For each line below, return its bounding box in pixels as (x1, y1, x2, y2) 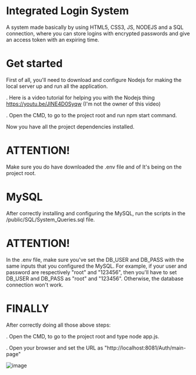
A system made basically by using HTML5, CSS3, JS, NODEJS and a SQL (6, 24, 184, 31)
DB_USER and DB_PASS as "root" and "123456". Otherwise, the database (6, 275, 184, 282)
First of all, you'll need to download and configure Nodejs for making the (6, 76, 182, 83)
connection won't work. (6, 281, 64, 288)
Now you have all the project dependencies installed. (6, 123, 135, 130)
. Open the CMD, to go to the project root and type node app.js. (6, 333, 160, 340)
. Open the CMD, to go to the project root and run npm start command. (6, 111, 177, 119)
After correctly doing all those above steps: (6, 321, 111, 328)
